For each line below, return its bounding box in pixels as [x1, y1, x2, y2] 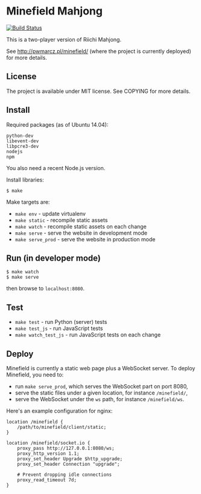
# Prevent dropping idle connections [17, 472, 112, 478]
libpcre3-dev [6, 143, 39, 149]
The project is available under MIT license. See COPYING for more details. [6, 87, 191, 95]
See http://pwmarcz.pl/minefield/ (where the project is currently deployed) [6, 47, 191, 55]
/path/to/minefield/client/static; [17, 424, 107, 430]
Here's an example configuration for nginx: [6, 407, 113, 414]
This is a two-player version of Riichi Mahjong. [6, 36, 122, 43]
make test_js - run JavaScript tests [14, 325, 103, 332]
